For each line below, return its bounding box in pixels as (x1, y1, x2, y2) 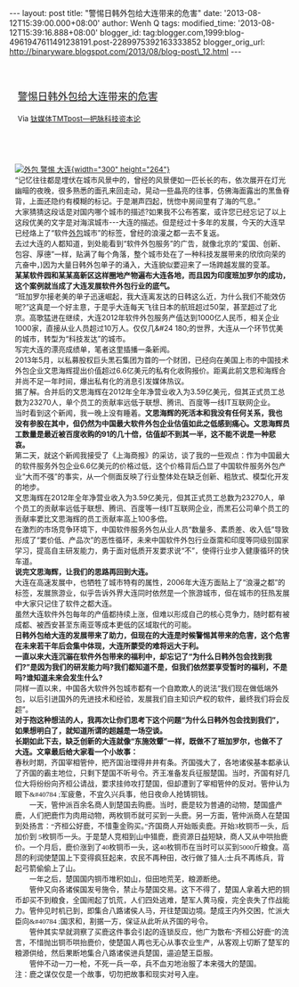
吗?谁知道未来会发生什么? (14, 672, 103, 682)
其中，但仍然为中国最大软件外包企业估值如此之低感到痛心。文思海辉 (51, 418, 283, 428)
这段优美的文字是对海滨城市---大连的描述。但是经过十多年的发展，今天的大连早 (14, 218, 286, 227)
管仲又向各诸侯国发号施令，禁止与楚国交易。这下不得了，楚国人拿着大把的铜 (29, 885, 291, 894)
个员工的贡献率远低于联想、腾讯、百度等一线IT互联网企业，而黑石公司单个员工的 (14, 503, 289, 513)
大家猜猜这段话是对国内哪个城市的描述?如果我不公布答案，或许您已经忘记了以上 (14, 207, 287, 217)
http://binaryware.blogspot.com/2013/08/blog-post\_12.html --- (9, 46, 242, 56)
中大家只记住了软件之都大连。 (14, 598, 117, 608)
